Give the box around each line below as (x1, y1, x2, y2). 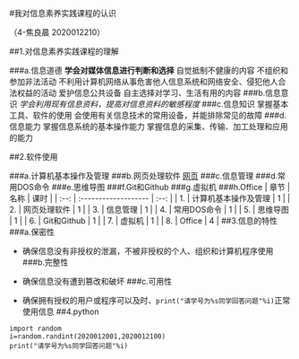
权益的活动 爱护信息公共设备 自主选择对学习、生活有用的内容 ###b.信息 (16, 88, 282, 98)
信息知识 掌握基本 (223, 99, 289, 109)
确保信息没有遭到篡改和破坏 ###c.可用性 (21, 276, 173, 286)
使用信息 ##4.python (21, 306, 99, 317)
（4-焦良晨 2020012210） (9, 27, 106, 38)
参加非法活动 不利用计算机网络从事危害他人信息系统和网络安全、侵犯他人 (9, 76, 278, 87)
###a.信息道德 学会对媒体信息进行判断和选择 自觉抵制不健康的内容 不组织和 (9, 66, 289, 75)
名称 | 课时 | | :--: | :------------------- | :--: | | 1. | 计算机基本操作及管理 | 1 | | (9, 193, 291, 204)
